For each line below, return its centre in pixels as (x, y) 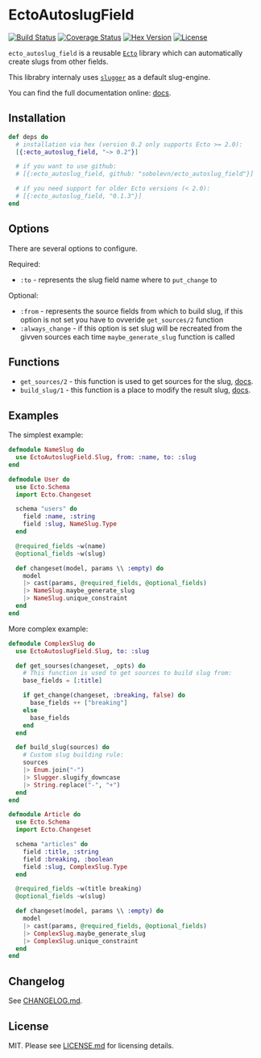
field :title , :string (61, 851)
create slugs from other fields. (58, 61)
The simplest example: (46, 435)
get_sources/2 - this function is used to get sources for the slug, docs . (137, 381)
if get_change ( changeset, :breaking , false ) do (104, 695)
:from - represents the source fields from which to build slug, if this (131, 311)
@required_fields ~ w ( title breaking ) (79, 889)
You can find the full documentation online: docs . (90, 93)
